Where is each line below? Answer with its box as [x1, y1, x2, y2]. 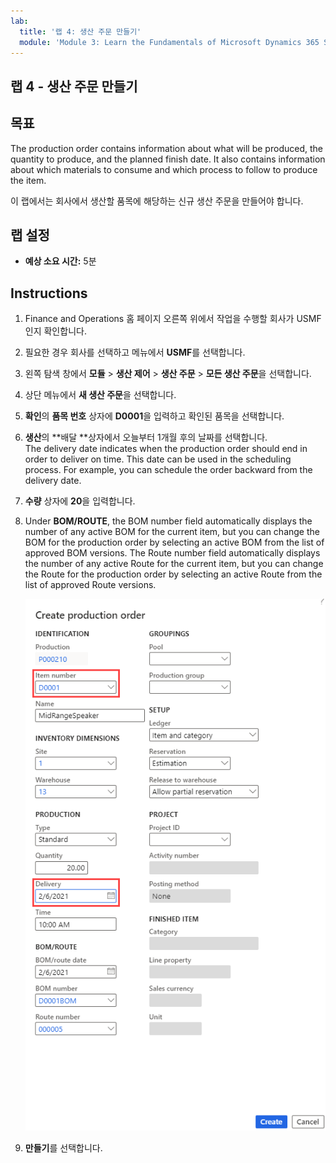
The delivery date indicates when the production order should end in [24, 443, 308, 455]
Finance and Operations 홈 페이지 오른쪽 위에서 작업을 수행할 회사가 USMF [24, 313, 322, 325]
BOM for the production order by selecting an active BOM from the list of [24, 536, 325, 549]
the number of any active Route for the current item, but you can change [24, 558, 324, 570]
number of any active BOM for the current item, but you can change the [24, 526, 320, 538]
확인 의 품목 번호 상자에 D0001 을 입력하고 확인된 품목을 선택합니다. [24, 410, 285, 422]
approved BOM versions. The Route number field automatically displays [24, 547, 321, 559]
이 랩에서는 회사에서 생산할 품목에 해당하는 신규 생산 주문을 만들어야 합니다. [10, 195, 304, 207]
